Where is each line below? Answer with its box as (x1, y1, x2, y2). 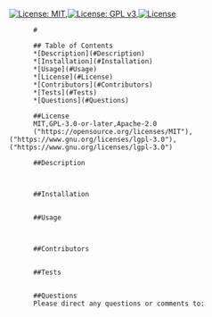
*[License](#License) (32, 72, 114, 81)
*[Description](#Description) (32, 49, 145, 58)
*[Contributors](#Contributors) (32, 80, 153, 89)
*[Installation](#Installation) (32, 57, 153, 66)
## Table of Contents (32, 41, 114, 50)
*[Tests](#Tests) (32, 88, 98, 97)
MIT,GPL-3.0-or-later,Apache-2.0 (32, 120, 158, 129)
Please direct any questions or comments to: (32, 299, 205, 308)
